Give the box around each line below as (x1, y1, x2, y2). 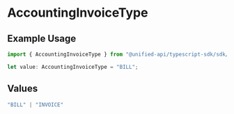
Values (7, 83, 38, 95)
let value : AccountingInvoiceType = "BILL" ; (7, 63, 139, 70)
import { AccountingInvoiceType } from (7, 51, 123, 58)
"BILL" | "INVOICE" (7, 101, 64, 108)
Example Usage (7, 33, 77, 44)
